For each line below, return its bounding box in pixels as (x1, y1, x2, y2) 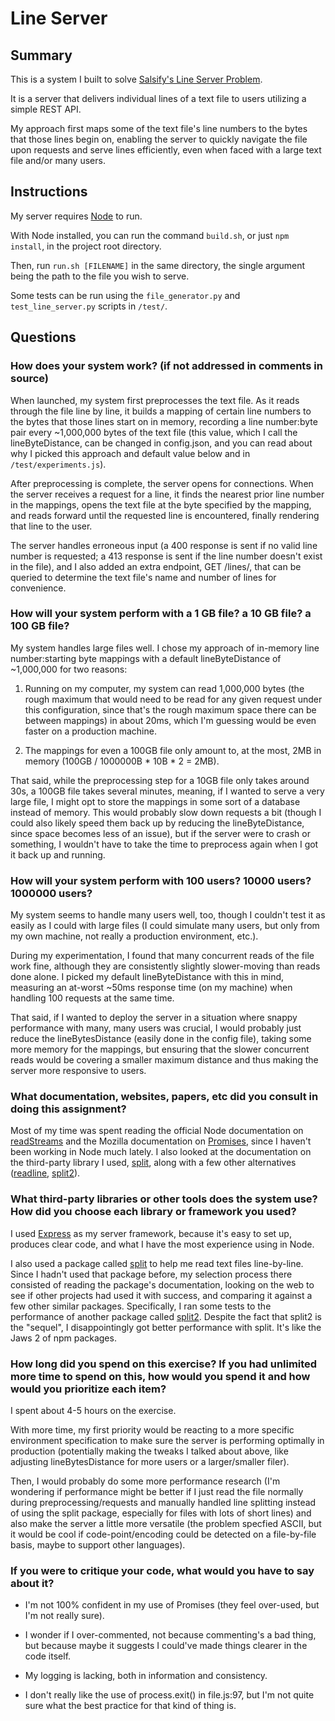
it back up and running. (10, 848, 106, 861)
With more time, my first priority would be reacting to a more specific (10, 1423, 295, 1436)
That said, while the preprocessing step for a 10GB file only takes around (10, 774, 310, 786)
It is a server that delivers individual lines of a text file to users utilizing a (10, 93, 307, 104)
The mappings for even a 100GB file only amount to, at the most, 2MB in (24, 744, 322, 756)
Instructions (10, 183, 88, 201)
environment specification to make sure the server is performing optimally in (10, 1434, 325, 1446)
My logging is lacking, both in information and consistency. (24, 1670, 268, 1682)
